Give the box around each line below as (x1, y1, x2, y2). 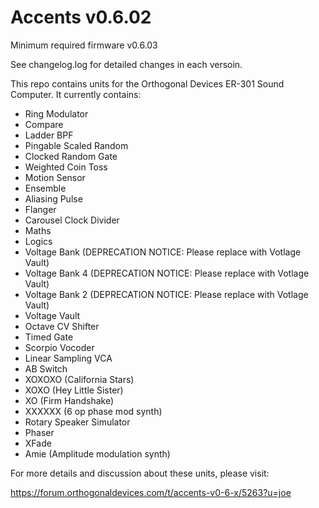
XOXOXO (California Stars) (24, 373, 135, 385)
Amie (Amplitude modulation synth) (24, 447, 171, 460)
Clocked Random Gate (24, 150, 118, 162)
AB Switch (24, 362, 68, 375)
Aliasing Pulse (24, 192, 83, 205)
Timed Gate (24, 331, 74, 343)
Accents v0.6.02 (10, 6, 152, 29)
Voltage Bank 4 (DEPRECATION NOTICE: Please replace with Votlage (24, 267, 310, 279)
